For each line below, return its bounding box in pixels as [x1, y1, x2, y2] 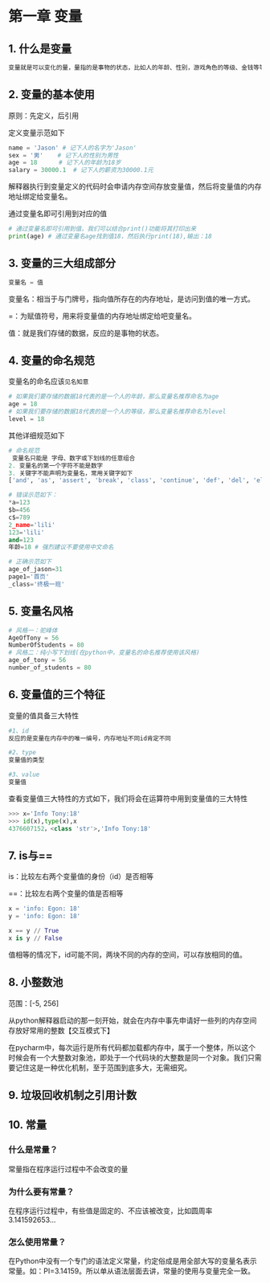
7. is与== [8, 848, 53, 862]
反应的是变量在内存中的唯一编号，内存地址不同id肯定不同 [8, 734, 171, 742]
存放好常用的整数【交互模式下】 [8, 1025, 114, 1035]
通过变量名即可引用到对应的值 [8, 209, 107, 219]
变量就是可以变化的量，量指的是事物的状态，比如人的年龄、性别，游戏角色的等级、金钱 [8, 63, 254, 72]
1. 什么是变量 [8, 42, 72, 55]
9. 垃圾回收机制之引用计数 [8, 1089, 137, 1102]
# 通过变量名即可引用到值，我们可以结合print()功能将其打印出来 [8, 225, 197, 233]
